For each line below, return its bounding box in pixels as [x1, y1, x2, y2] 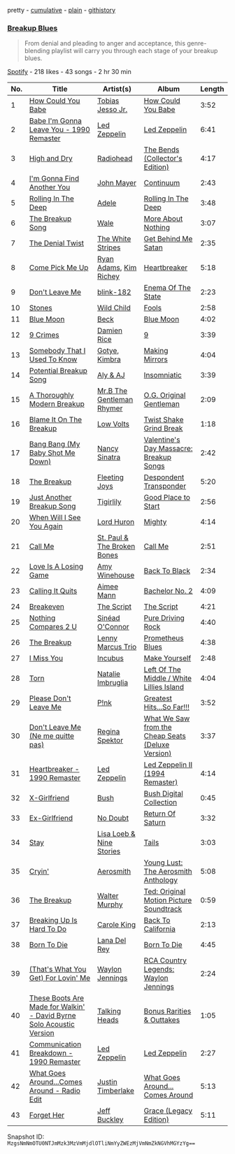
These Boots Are [29, 993, 85, 1003]
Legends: [143, 965, 175, 974]
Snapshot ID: [7, 1132, 45, 1141]
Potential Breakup [29, 366, 87, 376]
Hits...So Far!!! [143, 702, 190, 712]
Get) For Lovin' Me [29, 973, 91, 983]
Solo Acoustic [29, 1020, 75, 1030]
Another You [29, 182, 71, 192]
